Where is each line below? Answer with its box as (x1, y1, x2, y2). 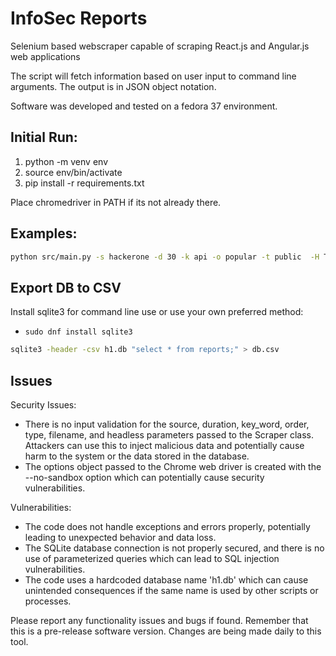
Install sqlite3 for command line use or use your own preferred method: (10, 306, 304, 318)
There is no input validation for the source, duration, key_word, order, (24, 418, 310, 430)
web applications (10, 50, 81, 62)
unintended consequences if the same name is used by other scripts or (24, 584, 319, 596)
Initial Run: (10, 129, 78, 146)
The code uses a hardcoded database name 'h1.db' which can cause (24, 573, 309, 586)
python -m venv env (24, 155, 108, 167)
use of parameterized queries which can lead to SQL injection (24, 552, 280, 564)
